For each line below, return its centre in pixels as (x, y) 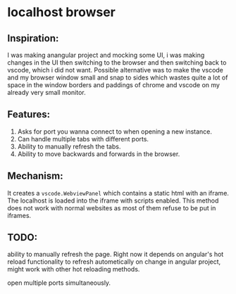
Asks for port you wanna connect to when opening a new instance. (115, 132)
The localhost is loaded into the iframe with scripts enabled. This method (113, 200)
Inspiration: (33, 38)
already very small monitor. (46, 92)
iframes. (19, 215)
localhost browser (62, 12)
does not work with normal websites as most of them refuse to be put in (112, 207)
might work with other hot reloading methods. (74, 269)
